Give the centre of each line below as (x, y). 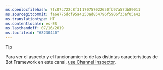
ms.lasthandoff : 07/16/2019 (35, 28)
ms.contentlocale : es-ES (31, 24)
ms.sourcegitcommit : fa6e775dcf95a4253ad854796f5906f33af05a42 (73, 14)
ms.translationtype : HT (30, 19)
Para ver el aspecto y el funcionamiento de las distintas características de (82, 57)
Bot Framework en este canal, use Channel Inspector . (61, 62)
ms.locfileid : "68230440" (32, 33)
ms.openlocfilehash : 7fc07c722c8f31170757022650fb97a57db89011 (73, 10)
